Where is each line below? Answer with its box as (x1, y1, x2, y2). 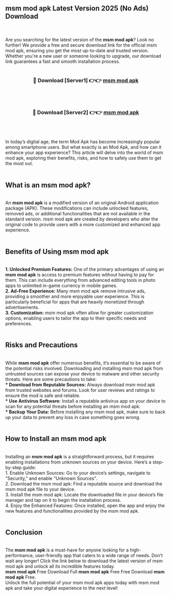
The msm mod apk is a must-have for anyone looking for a (5, 547, 129, 553)
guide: (22, 464, 36, 470)
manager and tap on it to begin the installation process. (5, 497, 121, 503)
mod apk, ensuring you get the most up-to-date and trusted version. (5, 47, 149, 53)
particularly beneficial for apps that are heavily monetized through (5, 299, 144, 305)
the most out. (5, 161, 33, 167)
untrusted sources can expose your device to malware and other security (5, 370, 160, 377)
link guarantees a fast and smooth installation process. (5, 58, 120, 64)
